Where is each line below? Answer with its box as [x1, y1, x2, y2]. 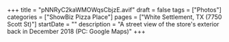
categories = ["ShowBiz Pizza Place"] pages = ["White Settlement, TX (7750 [7, 13, 222, 21]
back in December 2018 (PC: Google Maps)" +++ [7, 27, 146, 35]
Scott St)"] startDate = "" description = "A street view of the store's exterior [7, 20, 220, 28]
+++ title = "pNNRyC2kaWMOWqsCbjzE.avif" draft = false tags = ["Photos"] [7, 6, 222, 14]
